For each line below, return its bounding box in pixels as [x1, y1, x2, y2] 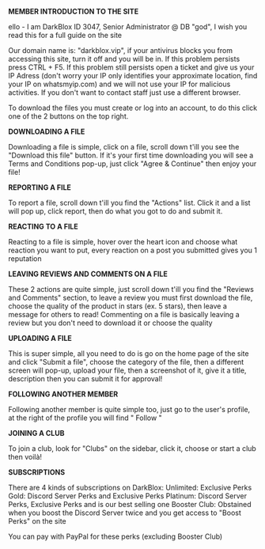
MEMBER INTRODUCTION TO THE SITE [8, 7, 139, 16]
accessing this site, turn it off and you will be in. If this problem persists [8, 55, 240, 63]
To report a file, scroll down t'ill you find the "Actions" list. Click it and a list [8, 198, 251, 207]
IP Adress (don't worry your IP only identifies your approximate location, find [8, 71, 258, 80]
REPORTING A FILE [8, 183, 71, 192]
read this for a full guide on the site [8, 31, 123, 40]
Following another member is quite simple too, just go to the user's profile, [8, 405, 251, 414]
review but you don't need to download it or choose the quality [8, 318, 213, 328]
